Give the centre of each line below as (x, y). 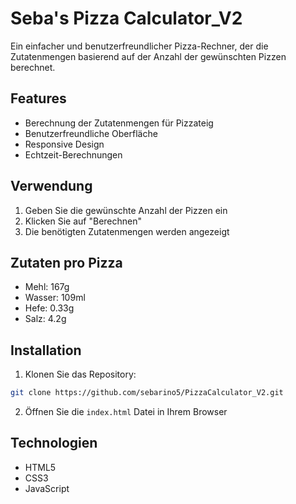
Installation (46, 350)
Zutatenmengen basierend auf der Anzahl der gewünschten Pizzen (148, 56)
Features (38, 98)
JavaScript (47, 488)
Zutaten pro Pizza (66, 262)
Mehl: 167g (47, 287)
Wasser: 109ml (55, 298)
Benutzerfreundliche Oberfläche (91, 133)
